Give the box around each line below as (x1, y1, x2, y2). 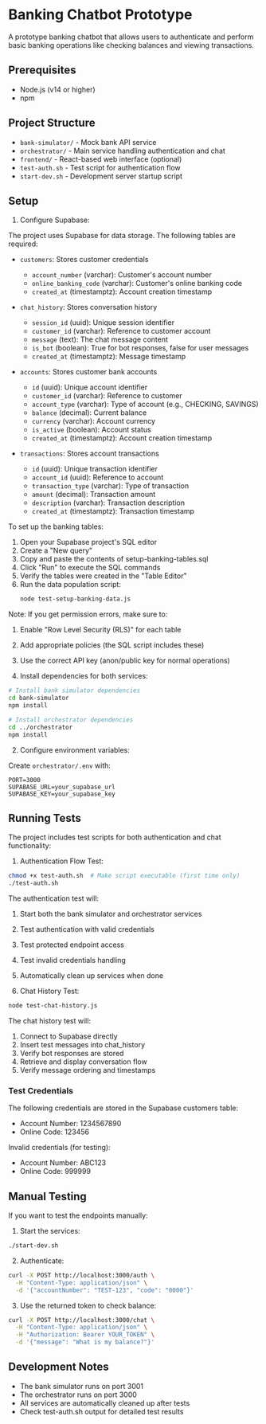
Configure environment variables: (19, 745, 130, 754)
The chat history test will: (8, 1015, 92, 1025)
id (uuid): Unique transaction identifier (31, 464, 158, 474)
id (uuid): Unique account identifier (31, 382, 148, 392)
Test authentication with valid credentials (19, 925, 155, 934)
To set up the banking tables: (8, 522, 104, 531)
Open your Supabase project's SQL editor (19, 538, 158, 547)
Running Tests (8, 811, 81, 825)
